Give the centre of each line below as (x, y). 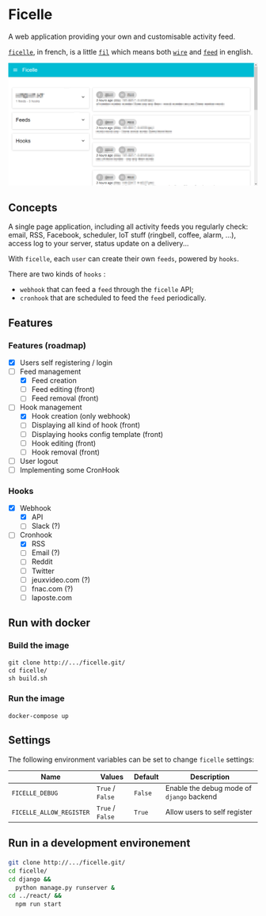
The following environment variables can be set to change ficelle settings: (131, 759)
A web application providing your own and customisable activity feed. (122, 36)
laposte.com (52, 597)
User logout (39, 461)
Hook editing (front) (64, 443)
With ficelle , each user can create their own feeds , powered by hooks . (123, 259)
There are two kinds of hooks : (57, 274)
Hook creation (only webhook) (81, 416)
